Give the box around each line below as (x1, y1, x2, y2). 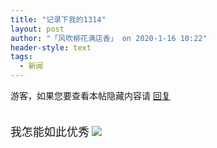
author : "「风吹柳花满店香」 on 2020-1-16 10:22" (10, 33, 208, 43)
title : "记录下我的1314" (10, 14, 107, 25)
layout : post (10, 24, 65, 34)
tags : (10, 52, 33, 62)
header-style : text (10, 42, 92, 53)
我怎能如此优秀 (10, 126, 90, 139)
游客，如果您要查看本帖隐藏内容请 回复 (10, 90, 171, 101)
